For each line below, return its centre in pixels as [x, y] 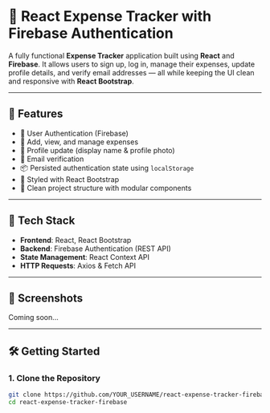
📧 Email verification [52, 159]
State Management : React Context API [85, 257]
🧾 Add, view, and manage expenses [79, 142]
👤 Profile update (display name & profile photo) [97, 150]
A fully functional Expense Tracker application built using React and [121, 55]
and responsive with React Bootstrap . [71, 81]
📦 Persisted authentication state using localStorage [107, 168]
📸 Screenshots [46, 298]
